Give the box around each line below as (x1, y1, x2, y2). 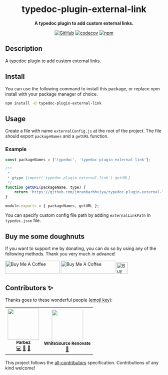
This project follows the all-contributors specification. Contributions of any (5, 360, 159, 366)
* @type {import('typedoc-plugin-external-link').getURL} (7, 176, 131, 181)
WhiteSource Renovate (44, 340, 91, 346)
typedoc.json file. (5, 217, 41, 224)
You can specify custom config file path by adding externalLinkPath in (5, 212, 151, 218)
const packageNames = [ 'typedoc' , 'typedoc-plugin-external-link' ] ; (5, 157, 151, 162)
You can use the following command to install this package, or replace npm (5, 85, 160, 91)
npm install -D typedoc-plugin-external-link (5, 100, 101, 106)
